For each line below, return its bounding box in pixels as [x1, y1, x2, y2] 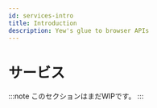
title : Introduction [8, 19, 78, 27]
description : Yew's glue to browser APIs [8, 26, 150, 34]
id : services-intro [8, 11, 74, 20]
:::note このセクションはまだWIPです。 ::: [8, 91, 144, 101]
